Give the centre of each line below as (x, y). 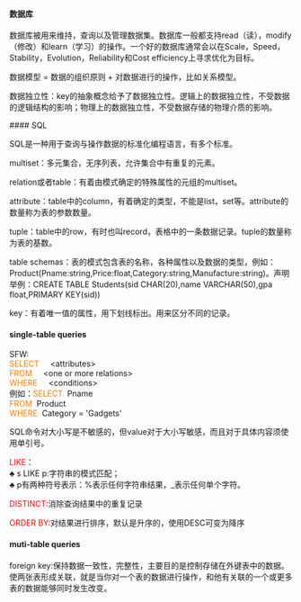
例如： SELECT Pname (51, 394)
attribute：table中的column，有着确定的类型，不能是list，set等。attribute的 (149, 202)
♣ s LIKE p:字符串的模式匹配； (65, 473)
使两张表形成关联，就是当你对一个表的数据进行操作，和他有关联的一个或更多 (151, 577)
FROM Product (38, 404)
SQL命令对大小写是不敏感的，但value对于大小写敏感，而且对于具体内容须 (145, 432)
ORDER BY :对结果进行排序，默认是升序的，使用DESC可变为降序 (127, 523)
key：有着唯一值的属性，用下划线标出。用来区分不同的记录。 (122, 313)
